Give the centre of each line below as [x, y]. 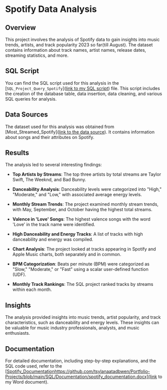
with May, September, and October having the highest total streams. [82, 210]
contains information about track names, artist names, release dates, [76, 50]
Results [17, 153]
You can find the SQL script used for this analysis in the [62, 83]
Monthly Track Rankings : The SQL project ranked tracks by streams [83, 284]
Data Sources [27, 115]
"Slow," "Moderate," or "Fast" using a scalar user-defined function [80, 269]
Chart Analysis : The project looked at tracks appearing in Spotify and [84, 249]
